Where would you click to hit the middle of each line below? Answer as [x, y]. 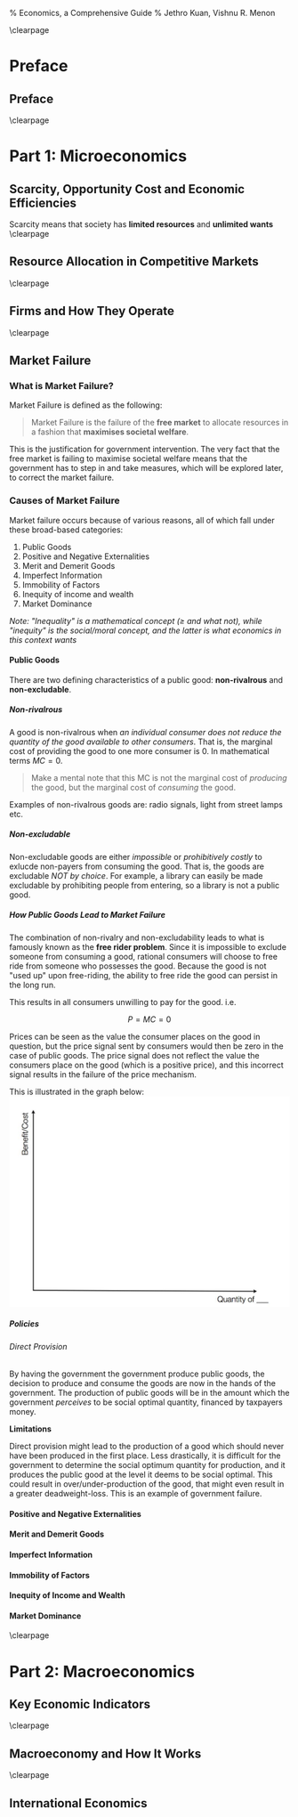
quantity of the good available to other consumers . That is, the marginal [141, 742]
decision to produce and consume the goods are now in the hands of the [143, 1383]
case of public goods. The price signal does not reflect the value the [134, 1055]
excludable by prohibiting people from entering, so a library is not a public [145, 885]
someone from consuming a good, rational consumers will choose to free [144, 956]
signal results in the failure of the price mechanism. [103, 1074]
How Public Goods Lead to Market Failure [88, 915]
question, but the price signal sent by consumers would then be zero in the [146, 1046]
